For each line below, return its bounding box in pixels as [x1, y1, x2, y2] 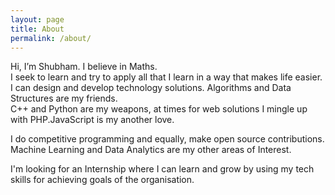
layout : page [10, 14, 65, 25]
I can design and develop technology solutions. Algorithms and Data [10, 82, 292, 94]
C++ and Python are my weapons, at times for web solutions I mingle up [10, 103, 308, 115]
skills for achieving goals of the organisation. [10, 174, 195, 186]
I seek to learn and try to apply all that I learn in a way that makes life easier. [10, 71, 323, 83]
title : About [10, 24, 65, 34]
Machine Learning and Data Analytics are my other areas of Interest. [10, 144, 292, 156]
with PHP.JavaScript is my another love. [10, 114, 175, 126]
